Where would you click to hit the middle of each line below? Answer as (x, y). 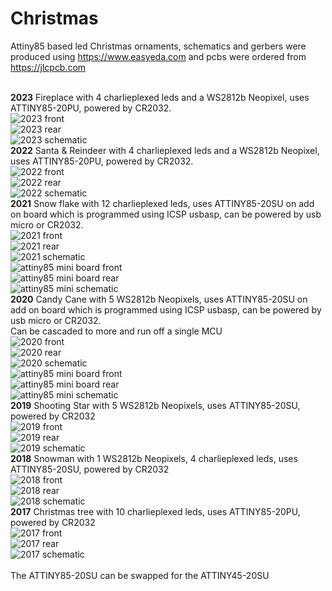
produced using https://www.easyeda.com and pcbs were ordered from (158, 56)
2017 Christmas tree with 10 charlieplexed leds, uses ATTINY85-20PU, (155, 511)
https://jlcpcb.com (48, 67)
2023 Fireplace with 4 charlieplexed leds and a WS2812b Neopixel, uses (160, 97)
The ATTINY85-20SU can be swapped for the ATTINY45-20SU (140, 575)
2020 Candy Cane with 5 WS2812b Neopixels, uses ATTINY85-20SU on (159, 299)
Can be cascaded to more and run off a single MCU (116, 331)
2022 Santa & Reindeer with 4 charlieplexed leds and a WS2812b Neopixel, (165, 150)
